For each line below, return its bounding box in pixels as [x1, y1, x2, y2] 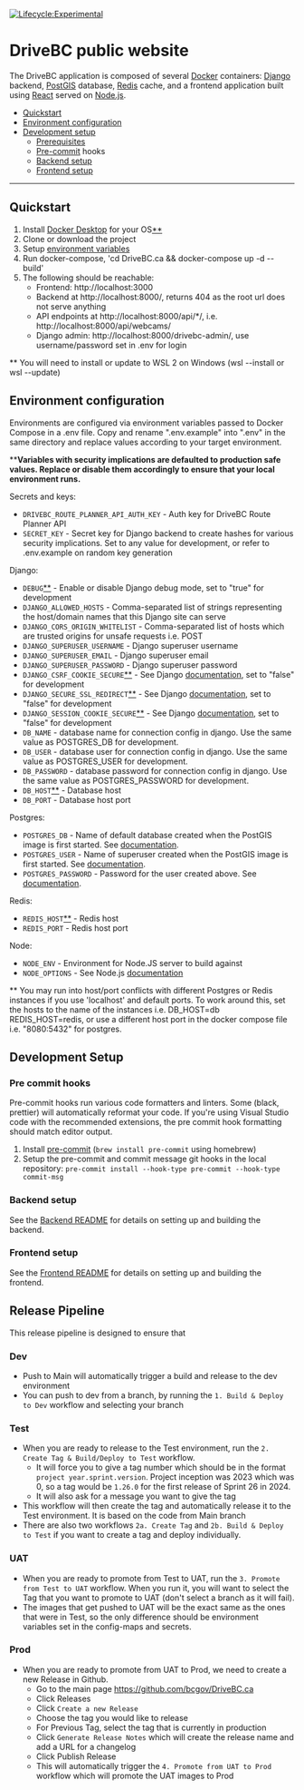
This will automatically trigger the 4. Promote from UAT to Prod [35, 1760, 272, 1771]
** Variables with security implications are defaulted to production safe [9, 454, 281, 465]
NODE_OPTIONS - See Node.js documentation [22, 967, 184, 978]
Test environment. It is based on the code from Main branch [22, 1511, 246, 1521]
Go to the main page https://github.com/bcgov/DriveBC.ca [35, 1683, 254, 1694]
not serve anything [35, 300, 107, 312]
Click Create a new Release [35, 1702, 138, 1714]
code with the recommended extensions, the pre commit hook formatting [9, 1117, 282, 1128]
